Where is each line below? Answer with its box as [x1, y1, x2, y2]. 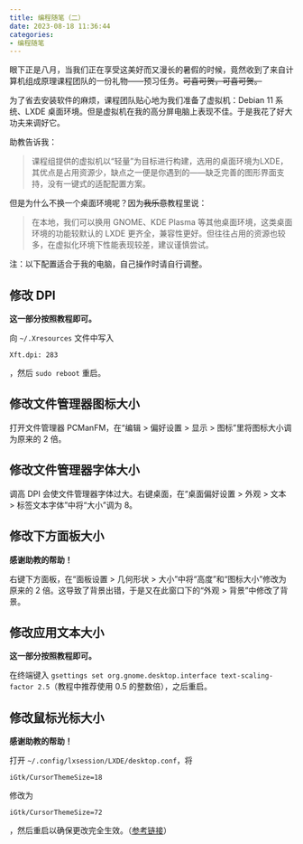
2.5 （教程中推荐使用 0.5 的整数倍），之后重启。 [37, 681, 213, 692]
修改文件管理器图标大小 [9, 397, 140, 412]
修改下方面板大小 [9, 529, 105, 544]
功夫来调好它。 [9, 117, 65, 128]
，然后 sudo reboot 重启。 [9, 368, 106, 379]
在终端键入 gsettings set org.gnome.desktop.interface [9, 670, 217, 680]
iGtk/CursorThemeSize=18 [9, 774, 103, 783]
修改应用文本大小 [9, 624, 105, 640]
